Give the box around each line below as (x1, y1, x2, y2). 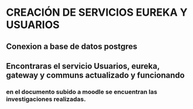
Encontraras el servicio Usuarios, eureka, (6, 61, 160, 71)
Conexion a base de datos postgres (6, 41, 137, 51)
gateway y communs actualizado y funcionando (6, 70, 185, 80)
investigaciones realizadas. (6, 95, 86, 103)
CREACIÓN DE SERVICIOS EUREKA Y (6, 6, 188, 19)
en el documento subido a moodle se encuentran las (6, 87, 158, 96)
